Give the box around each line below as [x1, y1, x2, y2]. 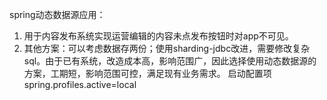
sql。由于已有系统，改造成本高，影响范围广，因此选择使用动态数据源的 [23, 55, 317, 67]
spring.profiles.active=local [23, 79, 137, 90]
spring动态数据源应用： [9, 9, 106, 20]
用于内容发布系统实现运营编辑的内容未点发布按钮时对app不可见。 [23, 30, 294, 42]
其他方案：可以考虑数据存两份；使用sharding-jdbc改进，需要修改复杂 [23, 43, 311, 54]
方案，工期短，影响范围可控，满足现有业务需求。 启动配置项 [23, 68, 272, 79]
